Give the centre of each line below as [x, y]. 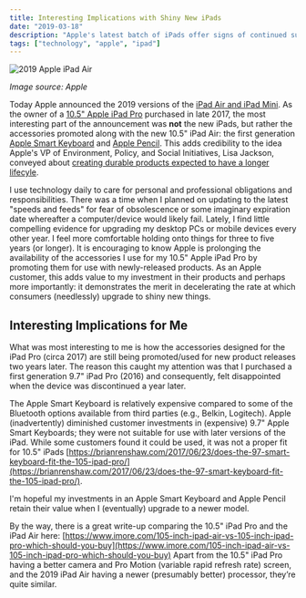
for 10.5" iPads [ [40, 452]
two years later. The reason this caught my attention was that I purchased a [151, 366]
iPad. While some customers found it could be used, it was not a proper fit [148, 442]
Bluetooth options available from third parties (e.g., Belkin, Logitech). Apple [150, 413]
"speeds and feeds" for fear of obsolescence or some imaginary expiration [150, 210]
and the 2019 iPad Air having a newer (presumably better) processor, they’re [153, 574]
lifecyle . [24, 172]
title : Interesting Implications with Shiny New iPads [116, 18]
